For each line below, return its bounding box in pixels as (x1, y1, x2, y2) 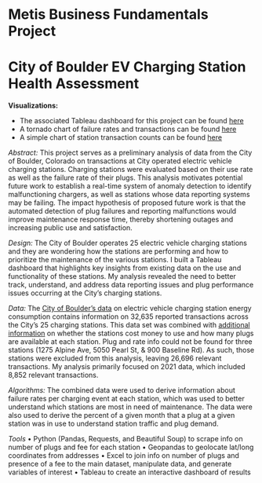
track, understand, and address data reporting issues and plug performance (8, 280, 254, 290)
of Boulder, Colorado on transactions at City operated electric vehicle (8, 156, 233, 166)
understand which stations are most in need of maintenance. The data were (8, 402, 253, 412)
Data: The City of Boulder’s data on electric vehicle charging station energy (8, 304, 253, 313)
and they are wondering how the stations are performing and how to (8, 247, 229, 256)
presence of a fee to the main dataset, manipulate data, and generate (8, 459, 232, 469)
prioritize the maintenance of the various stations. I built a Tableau (8, 255, 222, 265)
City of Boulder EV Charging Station (8, 58, 246, 76)
